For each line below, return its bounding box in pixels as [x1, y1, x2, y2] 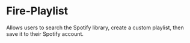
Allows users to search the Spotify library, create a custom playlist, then [6, 24, 185, 31]
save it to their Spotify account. [6, 30, 84, 37]
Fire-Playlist [6, 4, 69, 18]
